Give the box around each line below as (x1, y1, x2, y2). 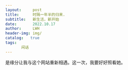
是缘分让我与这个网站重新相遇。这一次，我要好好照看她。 (5, 59, 125, 65)
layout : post (5, 7, 42, 13)
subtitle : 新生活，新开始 (5, 17, 59, 22)
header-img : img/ (5, 31, 42, 36)
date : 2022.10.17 (5, 21, 56, 27)
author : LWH (5, 26, 40, 31)
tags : (5, 40, 17, 45)
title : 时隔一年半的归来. (5, 12, 66, 17)
